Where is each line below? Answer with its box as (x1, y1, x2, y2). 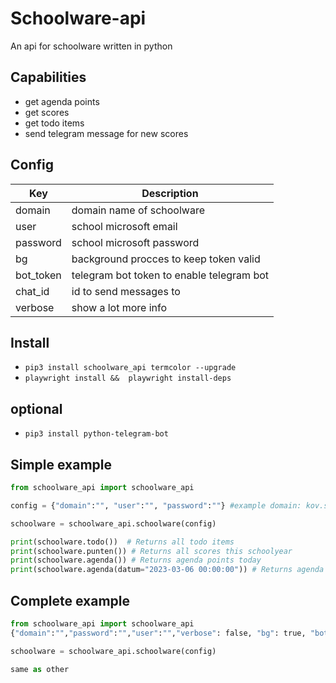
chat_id (15, 284, 50, 298)
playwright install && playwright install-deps (24, 373, 232, 384)
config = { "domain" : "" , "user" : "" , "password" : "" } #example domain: (10, 500, 302, 511)
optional (10, 400, 63, 417)
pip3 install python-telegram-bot (24, 429, 169, 439)
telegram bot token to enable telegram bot (71, 268, 270, 282)
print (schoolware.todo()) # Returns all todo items (10, 537, 235, 547)
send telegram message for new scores (24, 127, 189, 139)
